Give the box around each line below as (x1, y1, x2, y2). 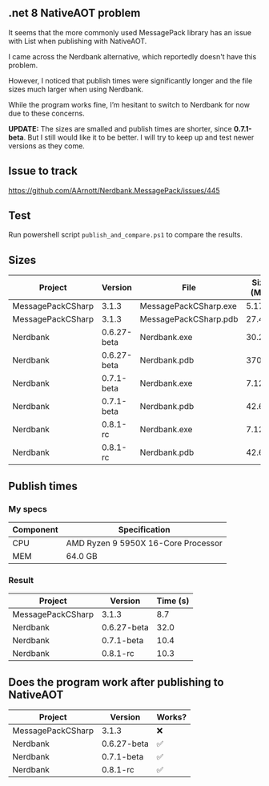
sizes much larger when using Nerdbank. (8, 84, 144, 94)
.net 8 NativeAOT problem (8, 6, 141, 20)
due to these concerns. (8, 108, 86, 118)
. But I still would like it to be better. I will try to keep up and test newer (23, 132, 255, 142)
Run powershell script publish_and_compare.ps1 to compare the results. (8, 230, 243, 240)
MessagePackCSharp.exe (139, 301, 238, 312)
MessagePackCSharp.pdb (139, 314, 239, 325)
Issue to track (8, 164, 78, 178)
